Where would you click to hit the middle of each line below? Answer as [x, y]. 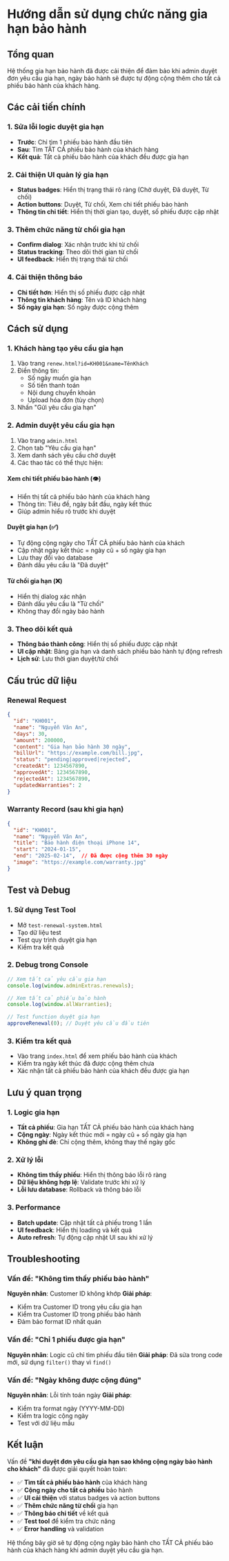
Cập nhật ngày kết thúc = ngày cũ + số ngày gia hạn [91, 550]
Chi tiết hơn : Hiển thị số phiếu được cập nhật [81, 292]
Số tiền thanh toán [53, 386]
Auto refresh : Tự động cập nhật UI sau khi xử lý [85, 1237]
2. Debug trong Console [48, 965]
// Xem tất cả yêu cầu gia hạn [57, 979]
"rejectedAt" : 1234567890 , [52, 779]
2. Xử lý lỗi [25, 1160]
